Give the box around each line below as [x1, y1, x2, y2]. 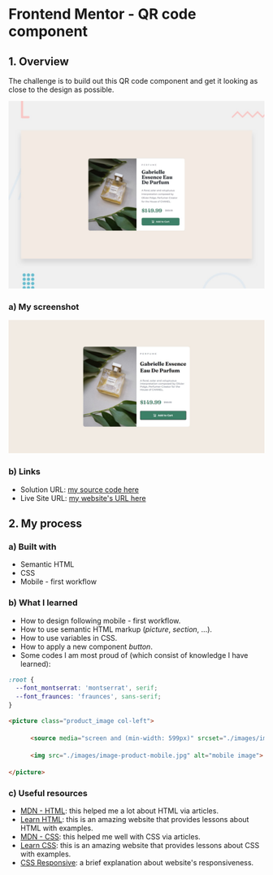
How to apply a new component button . [19, 642, 153, 651]
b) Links [8, 466, 41, 477]
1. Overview [8, 54, 69, 68]
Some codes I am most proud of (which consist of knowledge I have [19, 650, 249, 660]
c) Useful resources [8, 788, 88, 799]
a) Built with [8, 541, 57, 552]
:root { [8, 676, 35, 684]
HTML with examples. [19, 823, 93, 834]
